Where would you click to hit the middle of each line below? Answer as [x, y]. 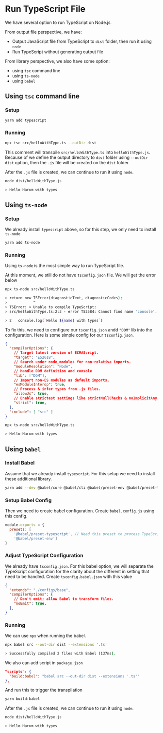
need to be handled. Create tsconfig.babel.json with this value [69, 577]
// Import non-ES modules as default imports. [62, 380]
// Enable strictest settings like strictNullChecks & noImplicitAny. [87, 398]
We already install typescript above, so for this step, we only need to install [81, 230]
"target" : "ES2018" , [34, 357]
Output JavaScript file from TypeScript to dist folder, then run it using [82, 41]
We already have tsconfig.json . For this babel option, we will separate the [79, 566]
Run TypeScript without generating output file [57, 52]
